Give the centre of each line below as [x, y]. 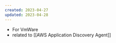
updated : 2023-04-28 [27, 15]
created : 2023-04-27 [27, 10]
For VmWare [25, 29]
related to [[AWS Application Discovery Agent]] [62, 35]
